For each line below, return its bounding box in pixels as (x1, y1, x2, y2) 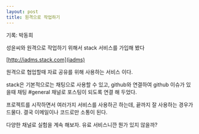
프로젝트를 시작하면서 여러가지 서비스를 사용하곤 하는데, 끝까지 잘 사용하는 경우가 (6, 101, 194, 108)
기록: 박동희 (6, 31, 34, 39)
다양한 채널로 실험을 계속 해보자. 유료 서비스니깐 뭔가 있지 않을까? (6, 121, 158, 128)
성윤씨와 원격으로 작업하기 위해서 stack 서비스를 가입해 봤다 (6, 44, 145, 51)
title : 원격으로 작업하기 (6, 14, 61, 20)
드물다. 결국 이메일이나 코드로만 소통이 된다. (6, 108, 108, 116)
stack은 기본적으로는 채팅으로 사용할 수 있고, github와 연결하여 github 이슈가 (6, 81, 185, 88)
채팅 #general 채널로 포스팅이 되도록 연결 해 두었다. (17, 88, 137, 95)
